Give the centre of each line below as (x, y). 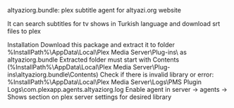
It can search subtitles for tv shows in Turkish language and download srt (114, 23)
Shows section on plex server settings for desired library (90, 97)
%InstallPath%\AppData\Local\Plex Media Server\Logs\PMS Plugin (105, 82)
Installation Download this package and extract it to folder (91, 45)
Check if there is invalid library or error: (157, 74)
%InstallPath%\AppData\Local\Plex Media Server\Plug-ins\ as (97, 52)
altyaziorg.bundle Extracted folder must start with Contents (93, 60)
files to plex (24, 31)
